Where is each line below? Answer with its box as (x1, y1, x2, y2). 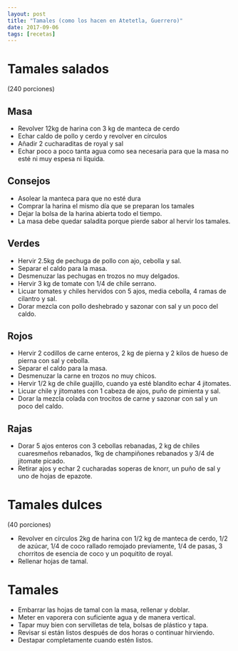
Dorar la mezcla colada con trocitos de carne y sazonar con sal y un (17, 394, 218, 403)
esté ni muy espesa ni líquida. (17, 155, 105, 163)
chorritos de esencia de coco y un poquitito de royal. (17, 550, 173, 558)
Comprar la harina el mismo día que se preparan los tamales (17, 201, 195, 210)
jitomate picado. (17, 457, 66, 466)
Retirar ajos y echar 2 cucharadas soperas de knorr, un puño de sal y (17, 464, 221, 473)
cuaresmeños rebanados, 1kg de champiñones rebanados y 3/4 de (17, 449, 214, 458)
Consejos (7, 175, 51, 188)
